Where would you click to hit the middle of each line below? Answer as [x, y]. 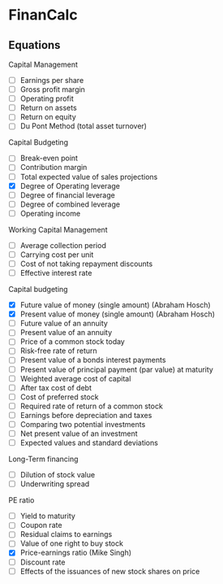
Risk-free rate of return [58, 351]
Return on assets [48, 108]
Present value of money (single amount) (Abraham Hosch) [118, 314]
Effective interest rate [56, 273]
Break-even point [49, 158]
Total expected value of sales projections [89, 177]
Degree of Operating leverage [70, 185]
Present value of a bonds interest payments [93, 360]
